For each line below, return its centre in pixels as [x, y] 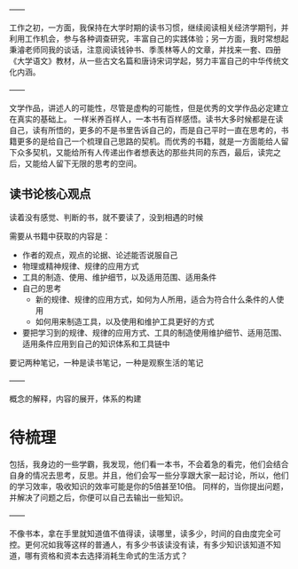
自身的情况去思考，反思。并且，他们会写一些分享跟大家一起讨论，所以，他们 [149, 475]
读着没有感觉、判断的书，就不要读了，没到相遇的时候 [106, 217]
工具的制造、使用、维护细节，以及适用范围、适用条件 [119, 277]
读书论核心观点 [50, 194]
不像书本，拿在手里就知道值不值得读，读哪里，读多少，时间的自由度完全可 [145, 533]
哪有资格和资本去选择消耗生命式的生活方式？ [106, 556]
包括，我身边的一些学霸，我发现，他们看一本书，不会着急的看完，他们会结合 [149, 464]
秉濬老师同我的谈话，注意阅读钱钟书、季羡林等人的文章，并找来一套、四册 [145, 50]
